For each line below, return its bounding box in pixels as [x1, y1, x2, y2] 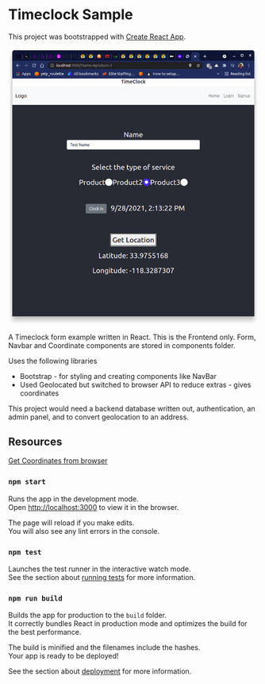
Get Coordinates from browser [8, 456, 109, 466]
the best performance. [8, 628, 82, 637]
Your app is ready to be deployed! [8, 651, 119, 661]
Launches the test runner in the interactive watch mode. [8, 564, 192, 574]
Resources [8, 435, 63, 449]
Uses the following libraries [8, 356, 98, 365]
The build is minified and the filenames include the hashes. [8, 643, 201, 652]
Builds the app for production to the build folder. [8, 610, 167, 620]
